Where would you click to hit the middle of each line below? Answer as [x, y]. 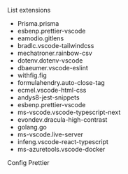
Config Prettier [29, 163]
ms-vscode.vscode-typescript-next [69, 112]
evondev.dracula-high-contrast [62, 120]
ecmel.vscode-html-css [52, 90]
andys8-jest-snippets [48, 97]
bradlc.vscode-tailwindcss [56, 46]
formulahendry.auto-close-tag [61, 82]
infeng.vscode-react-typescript [63, 142]
